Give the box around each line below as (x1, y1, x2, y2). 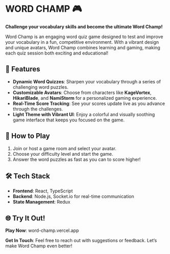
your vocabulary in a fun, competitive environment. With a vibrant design (5, 39, 159, 45)
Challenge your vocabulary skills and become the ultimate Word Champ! (5, 23, 163, 30)
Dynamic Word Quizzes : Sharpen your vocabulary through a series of (12, 78, 161, 84)
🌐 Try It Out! (5, 213, 46, 223)
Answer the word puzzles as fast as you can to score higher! (12, 156, 141, 162)
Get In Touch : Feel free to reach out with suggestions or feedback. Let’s (5, 238, 157, 244)
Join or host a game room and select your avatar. (12, 145, 117, 151)
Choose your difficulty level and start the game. (12, 151, 114, 157)
